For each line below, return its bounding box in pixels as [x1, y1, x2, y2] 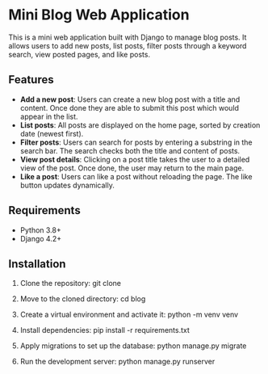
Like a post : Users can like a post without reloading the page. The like [19, 171, 253, 181]
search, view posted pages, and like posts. [8, 49, 151, 59]
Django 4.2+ [19, 233, 62, 243]
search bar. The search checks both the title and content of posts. [19, 145, 241, 155]
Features [8, 73, 54, 86]
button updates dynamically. [19, 180, 115, 190]
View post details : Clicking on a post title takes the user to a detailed [19, 154, 250, 164]
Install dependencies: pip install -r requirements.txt [19, 326, 190, 335]
